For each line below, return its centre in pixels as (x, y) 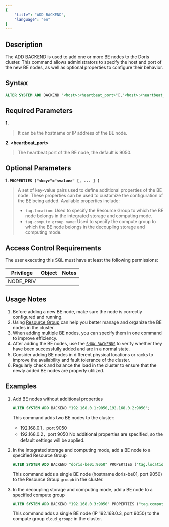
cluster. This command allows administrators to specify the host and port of (83, 62)
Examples (21, 387)
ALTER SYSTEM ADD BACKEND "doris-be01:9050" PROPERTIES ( (74, 464)
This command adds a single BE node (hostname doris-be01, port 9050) (87, 474)
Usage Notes (26, 299)
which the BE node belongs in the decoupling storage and (85, 227)
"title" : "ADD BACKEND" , (40, 15)
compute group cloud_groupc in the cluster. (57, 519)
